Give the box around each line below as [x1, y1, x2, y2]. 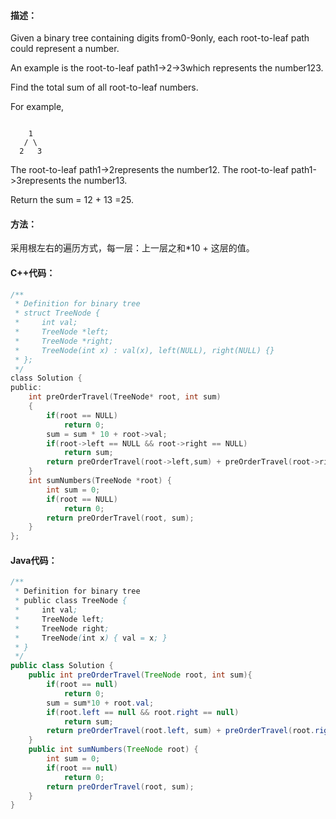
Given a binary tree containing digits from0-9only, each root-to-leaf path [10, 32, 310, 44]
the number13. [68, 175, 128, 187]
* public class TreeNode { [14, 596, 128, 606]
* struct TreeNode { [14, 308, 101, 319]
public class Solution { [10, 661, 114, 671]
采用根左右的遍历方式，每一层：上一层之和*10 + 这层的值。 [10, 242, 255, 254]
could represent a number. [10, 43, 120, 55]
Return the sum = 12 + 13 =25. [10, 194, 134, 206]
